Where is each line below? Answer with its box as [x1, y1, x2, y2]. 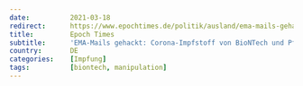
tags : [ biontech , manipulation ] [9, 64, 168, 73]
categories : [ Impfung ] [9, 55, 106, 64]
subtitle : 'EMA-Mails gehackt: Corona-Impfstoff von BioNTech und [9, 38, 284, 47]
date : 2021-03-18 [9, 13, 111, 22]
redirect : [9, 21, 47, 30]
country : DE [9, 47, 78, 56]
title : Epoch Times [9, 30, 115, 39]
